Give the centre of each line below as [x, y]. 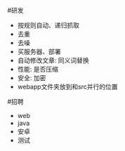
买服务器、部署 [39, 52]
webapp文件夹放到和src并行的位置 [67, 87]
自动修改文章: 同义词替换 [53, 60]
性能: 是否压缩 [38, 69]
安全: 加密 [32, 78]
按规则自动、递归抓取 [48, 25]
